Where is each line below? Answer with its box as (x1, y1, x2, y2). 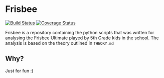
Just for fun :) (5, 68, 34, 74)
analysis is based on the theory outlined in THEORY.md (5, 40, 114, 46)
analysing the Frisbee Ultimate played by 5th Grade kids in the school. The (5, 35, 159, 41)
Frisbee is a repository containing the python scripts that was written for (5, 29, 154, 35)
